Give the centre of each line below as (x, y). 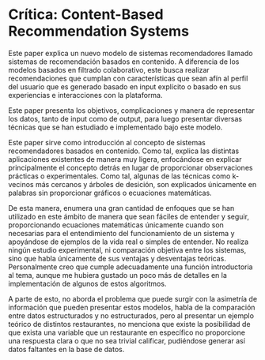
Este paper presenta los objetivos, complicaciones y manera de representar (132, 110)
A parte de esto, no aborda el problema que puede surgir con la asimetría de (133, 298)
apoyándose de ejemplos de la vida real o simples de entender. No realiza (129, 242)
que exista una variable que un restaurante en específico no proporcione (127, 332)
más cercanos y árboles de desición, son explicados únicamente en (146, 184)
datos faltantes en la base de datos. (66, 349)
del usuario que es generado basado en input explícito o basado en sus (125, 86)
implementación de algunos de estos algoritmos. (87, 283)
